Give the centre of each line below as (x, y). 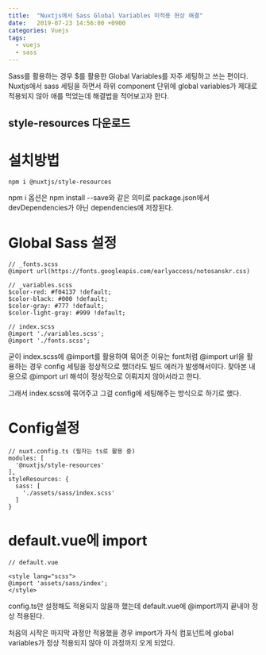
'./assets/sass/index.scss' (69, 493)
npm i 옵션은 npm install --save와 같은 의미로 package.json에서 (109, 198)
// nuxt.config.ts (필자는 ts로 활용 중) (72, 452)
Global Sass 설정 (63, 243)
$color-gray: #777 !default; (56, 306)
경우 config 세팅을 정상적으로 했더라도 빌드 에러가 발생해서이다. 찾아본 (138, 367)
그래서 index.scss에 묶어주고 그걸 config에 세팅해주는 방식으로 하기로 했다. (125, 393)
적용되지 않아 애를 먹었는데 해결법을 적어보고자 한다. (89, 96)
